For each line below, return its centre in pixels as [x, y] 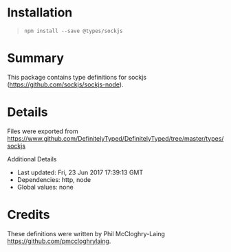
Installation [40, 13]
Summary [35, 58]
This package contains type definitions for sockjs [77, 77]
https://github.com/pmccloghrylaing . [59, 241]
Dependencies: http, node [54, 179]
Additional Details [32, 159]
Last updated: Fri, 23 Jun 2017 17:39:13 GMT [80, 172]
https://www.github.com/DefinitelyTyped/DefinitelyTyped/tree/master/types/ [115, 138]
